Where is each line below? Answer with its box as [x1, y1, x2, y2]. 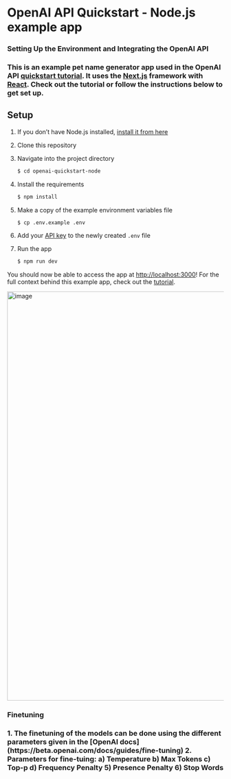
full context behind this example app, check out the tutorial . [7, 278, 175, 286]
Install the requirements [16, 180, 85, 188]
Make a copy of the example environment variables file [16, 206, 173, 214]
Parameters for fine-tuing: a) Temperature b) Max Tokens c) [7, 754, 211, 764]
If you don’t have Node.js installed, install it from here [16, 127, 168, 135]
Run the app [16, 245, 52, 253]
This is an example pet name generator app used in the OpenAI [7, 63, 221, 72]
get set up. [7, 88, 44, 98]
